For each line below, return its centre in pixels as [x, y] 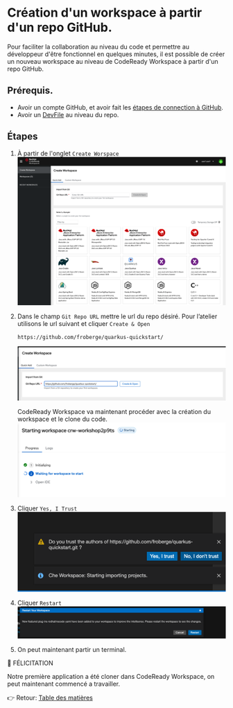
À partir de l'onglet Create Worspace [68, 153]
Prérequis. [30, 90]
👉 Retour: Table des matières [50, 698]
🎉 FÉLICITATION [30, 663]
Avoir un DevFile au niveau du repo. [68, 114]
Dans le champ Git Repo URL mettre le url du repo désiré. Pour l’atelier [117, 316]
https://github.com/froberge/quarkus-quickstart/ [90, 338]
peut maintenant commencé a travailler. [64, 684]
